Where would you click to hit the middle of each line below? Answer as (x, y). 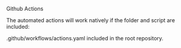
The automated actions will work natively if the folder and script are (90, 20)
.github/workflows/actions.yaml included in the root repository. (85, 38)
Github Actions (25, 9)
